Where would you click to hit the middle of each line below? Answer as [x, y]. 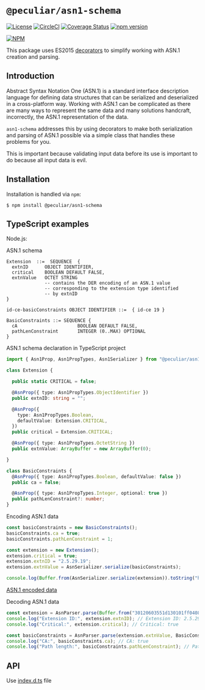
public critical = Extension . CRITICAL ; [63, 432]
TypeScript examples [48, 224]
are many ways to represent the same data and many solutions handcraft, [99, 110]
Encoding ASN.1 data [33, 516]
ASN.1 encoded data [32, 590]
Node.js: [17, 239]
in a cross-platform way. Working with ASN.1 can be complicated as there [99, 103]
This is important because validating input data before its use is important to [102, 153]
